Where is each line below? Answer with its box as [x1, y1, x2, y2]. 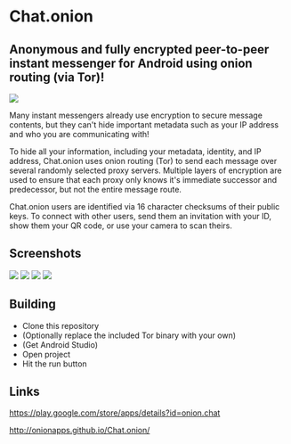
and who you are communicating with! [9, 129, 150, 139]
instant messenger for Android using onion [9, 55, 253, 70]
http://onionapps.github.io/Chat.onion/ [9, 425, 150, 436]
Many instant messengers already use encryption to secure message [9, 110, 263, 120]
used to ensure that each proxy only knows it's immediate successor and [9, 175, 278, 185]
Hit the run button [21, 358, 87, 369]
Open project [21, 349, 71, 359]
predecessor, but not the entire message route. [9, 185, 182, 194]
